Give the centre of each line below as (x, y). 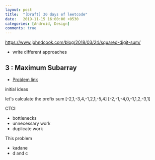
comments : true (21, 28)
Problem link (25, 80)
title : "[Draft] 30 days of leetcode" (46, 14)
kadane (20, 148)
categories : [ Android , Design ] (38, 24)
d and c (20, 153)
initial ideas (17, 89)
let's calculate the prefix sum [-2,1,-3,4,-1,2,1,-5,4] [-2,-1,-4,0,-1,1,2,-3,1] (78, 99)
